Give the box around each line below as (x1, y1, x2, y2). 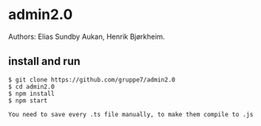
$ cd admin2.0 (8, 82, 56, 90)
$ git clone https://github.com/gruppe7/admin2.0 (8, 75, 176, 84)
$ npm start (8, 97, 48, 105)
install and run (8, 55, 81, 68)
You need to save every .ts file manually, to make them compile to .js (8, 110, 254, 118)
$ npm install (8, 90, 56, 97)
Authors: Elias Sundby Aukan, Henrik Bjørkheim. (8, 32, 165, 41)
